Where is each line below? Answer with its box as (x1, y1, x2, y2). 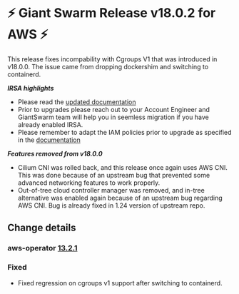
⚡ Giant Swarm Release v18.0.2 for (7, 5, 216, 21)
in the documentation (17, 136, 81, 144)
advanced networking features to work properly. (17, 178, 161, 187)
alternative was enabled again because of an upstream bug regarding (17, 193, 223, 202)
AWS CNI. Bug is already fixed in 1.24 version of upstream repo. (17, 201, 205, 210)
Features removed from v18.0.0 (7, 149, 103, 158)
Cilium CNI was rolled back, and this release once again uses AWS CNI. (17, 163, 228, 171)
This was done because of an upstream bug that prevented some (17, 171, 210, 179)
